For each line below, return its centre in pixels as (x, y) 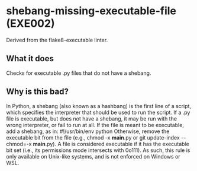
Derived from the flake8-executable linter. (57, 40)
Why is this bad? (38, 92)
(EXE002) (30, 23)
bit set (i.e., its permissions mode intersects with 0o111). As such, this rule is (98, 150)
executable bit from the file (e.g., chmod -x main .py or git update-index (93, 137)
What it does (30, 58)
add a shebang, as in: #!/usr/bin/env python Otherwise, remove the (88, 131)
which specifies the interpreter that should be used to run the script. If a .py (98, 112)
